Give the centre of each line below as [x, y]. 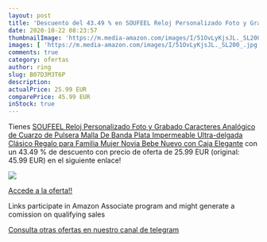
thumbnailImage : [35, 38]
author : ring [30, 67]
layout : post [30, 15]
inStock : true [32, 104]
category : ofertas [39, 60]
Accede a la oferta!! [41, 190]
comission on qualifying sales [57, 214]
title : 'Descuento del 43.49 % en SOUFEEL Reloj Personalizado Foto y [128, 23]
